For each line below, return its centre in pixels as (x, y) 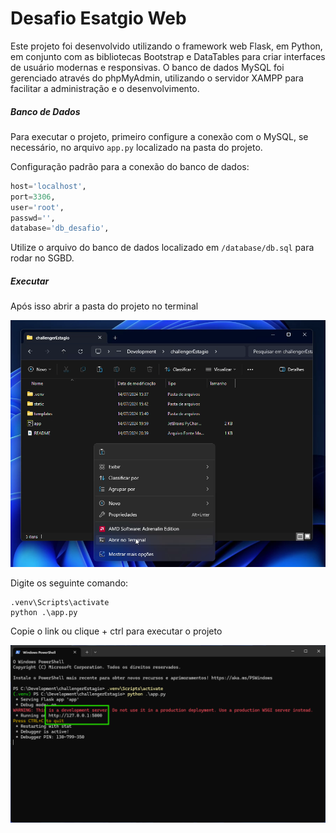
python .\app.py (44, 613)
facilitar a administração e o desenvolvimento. (105, 88)
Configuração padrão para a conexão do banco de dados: (130, 166)
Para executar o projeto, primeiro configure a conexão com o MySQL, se (159, 136)
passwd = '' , (33, 218)
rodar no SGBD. (42, 258)
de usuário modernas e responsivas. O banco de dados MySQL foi (147, 67)
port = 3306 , (33, 197)
